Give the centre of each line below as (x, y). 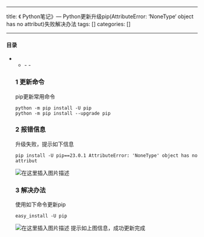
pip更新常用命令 (35, 96)
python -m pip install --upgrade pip (63, 113)
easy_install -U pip (41, 216)
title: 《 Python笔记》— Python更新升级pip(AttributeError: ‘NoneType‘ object (100, 16)
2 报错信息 (30, 129)
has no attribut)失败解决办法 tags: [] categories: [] (69, 24)
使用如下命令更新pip (40, 205)
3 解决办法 (30, 190)
